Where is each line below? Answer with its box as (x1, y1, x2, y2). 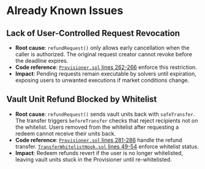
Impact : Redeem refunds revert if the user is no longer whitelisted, (15, 149, 184, 156)
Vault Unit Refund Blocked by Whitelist (6, 94, 157, 104)
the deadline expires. (15, 57, 69, 64)
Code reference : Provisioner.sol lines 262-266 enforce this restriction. (15, 63, 197, 71)
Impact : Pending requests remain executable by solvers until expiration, (15, 70, 197, 77)
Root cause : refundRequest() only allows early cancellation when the (15, 44, 190, 51)
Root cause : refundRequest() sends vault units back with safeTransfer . (15, 110, 195, 118)
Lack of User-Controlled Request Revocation (6, 28, 181, 38)
